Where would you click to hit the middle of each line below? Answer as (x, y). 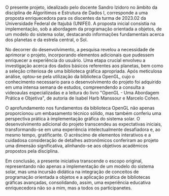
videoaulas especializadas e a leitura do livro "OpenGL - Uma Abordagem (82, 93)
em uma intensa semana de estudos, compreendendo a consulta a (75, 87)
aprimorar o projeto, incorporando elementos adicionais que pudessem (80, 55)
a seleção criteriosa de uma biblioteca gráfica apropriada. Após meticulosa (84, 71)
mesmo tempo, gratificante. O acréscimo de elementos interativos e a (78, 135)
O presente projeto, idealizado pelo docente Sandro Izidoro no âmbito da (81, 7)
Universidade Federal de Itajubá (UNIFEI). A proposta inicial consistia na (80, 23)
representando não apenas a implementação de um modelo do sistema (80, 166)
